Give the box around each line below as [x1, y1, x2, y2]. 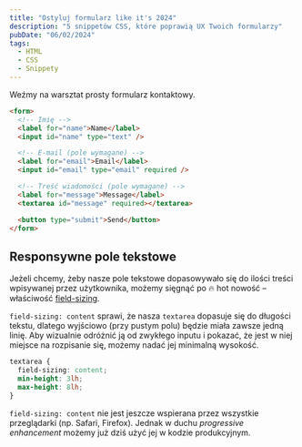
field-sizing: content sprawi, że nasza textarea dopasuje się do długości [9, 310, 291, 321]
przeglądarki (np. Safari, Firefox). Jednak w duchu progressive [9, 417, 244, 428]
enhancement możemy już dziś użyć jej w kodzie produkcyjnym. [9, 427, 251, 438]
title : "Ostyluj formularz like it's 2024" [9, 13, 177, 23]
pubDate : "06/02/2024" [9, 30, 96, 39]
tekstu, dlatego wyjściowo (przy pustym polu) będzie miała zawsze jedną [9, 320, 284, 331]
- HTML [17, 47, 43, 56]
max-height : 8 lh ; [17, 382, 84, 391]
